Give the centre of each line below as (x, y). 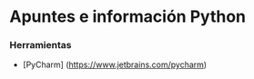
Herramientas (41, 45)
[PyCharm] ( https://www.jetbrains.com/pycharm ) (115, 64)
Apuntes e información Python (127, 17)
